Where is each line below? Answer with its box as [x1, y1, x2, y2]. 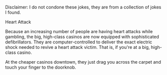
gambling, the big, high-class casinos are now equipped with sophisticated [5, 34, 160, 39]
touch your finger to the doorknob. [5, 64, 76, 70]
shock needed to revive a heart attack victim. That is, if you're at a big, [5, 44, 150, 50]
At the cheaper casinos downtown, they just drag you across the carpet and [5, 59, 161, 65]
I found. [5, 9, 21, 15]
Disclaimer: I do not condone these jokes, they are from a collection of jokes [5, 4, 162, 10]
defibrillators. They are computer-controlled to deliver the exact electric [5, 39, 153, 45]
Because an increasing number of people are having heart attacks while [5, 29, 153, 34]
